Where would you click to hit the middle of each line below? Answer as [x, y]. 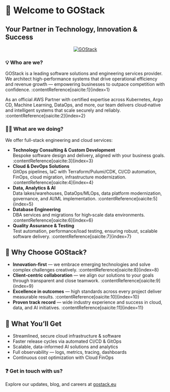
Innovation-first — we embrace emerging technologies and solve [81, 264]
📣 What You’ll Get [33, 324]
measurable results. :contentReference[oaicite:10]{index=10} [76, 297]
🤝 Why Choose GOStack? [46, 252]
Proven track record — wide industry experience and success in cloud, [87, 303]
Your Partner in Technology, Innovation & [72, 29]
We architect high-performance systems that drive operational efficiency [81, 79]
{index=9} [23, 286]
